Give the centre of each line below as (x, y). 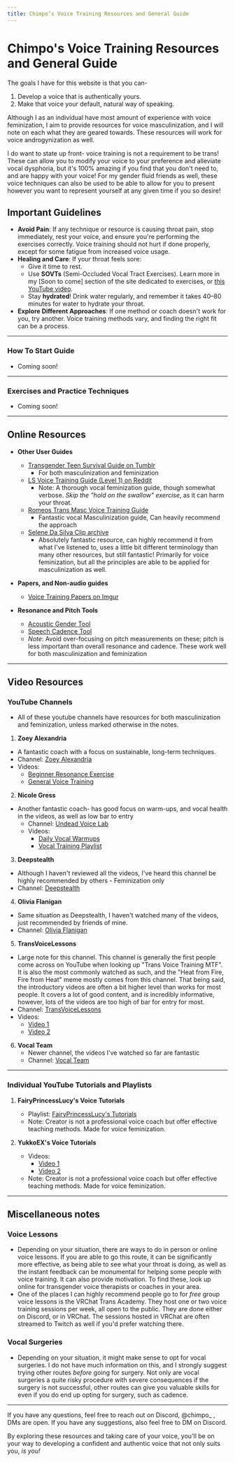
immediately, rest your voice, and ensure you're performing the (108, 237)
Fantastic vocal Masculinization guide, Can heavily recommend (129, 517)
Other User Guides (45, 451)
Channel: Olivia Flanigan (52, 930)
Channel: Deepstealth (49, 888)
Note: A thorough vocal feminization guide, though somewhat (127, 487)
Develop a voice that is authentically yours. (79, 96)
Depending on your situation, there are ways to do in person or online (117, 1250)
